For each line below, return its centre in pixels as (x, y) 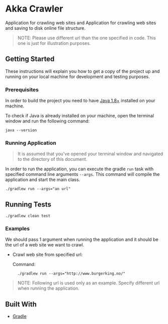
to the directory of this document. (52, 159)
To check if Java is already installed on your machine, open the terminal (80, 116)
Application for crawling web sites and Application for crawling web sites (81, 23)
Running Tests (28, 204)
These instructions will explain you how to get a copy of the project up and (82, 71)
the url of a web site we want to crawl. (45, 245)
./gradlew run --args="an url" (38, 189)
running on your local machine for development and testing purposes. (77, 77)
